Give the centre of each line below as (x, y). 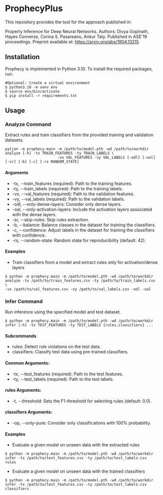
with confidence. (29, 235)
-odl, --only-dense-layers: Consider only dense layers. (67, 204)
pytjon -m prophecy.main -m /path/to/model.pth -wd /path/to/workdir (77, 149)
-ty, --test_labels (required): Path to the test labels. (63, 379)
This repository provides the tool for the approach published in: (68, 22)
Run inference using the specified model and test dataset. (63, 312)
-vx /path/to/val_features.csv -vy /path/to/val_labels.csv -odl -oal (78, 289)
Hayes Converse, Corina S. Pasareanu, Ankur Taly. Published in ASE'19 (76, 37)
